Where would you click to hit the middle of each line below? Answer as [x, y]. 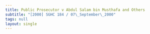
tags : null [17, 19]
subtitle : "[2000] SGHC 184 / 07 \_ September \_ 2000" [60, 14]
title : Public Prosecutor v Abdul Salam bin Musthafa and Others [75, 10]
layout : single [21, 24]
